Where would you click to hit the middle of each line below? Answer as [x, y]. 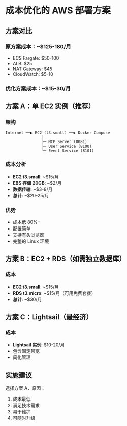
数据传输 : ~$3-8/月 [33, 189]
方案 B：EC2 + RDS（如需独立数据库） [66, 259]
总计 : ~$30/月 [27, 299]
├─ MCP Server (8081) [64, 142]
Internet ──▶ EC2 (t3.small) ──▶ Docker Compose [58, 133]
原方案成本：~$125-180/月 [38, 46]
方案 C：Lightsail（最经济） [49, 317]
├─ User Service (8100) [67, 146]
